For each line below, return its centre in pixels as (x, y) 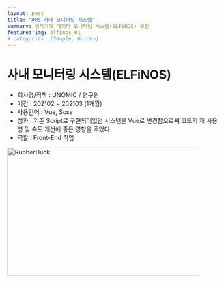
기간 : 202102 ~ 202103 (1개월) (59, 104)
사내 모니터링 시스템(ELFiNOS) (89, 75)
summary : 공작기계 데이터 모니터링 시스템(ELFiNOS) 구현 (78, 26)
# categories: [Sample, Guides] (53, 39)
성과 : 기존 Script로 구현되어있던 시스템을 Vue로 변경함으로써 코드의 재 (111, 121)
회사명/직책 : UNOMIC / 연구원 (58, 95)
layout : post (26, 13)
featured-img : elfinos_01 (44, 32)
